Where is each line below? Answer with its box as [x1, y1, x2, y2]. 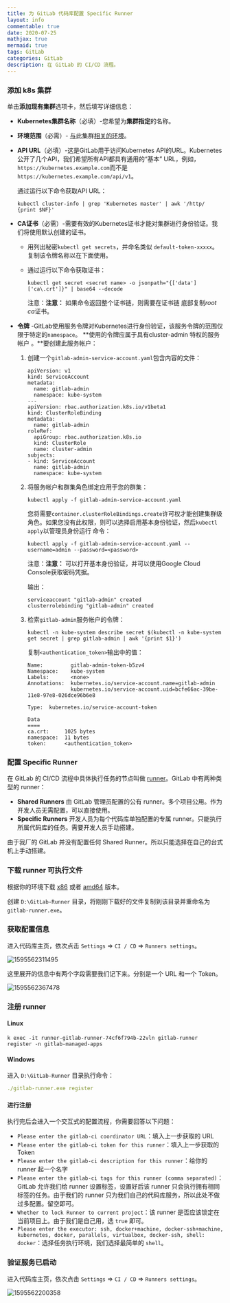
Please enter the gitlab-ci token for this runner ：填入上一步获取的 [16, 1140, 220, 1149]
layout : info [7, 17, 45, 23]
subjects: [27, 452, 56, 459]
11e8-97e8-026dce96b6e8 [27, 691, 96, 699]
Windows [7, 1055, 35, 1063]
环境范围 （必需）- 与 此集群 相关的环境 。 [16, 132, 130, 140]
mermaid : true [7, 42, 48, 49]
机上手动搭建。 [7, 846, 49, 855]
